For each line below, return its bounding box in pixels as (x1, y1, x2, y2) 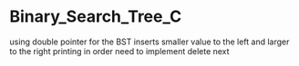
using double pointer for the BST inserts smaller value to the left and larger (9, 36, 290, 47)
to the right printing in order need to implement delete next (9, 45, 230, 56)
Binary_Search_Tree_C (9, 6, 182, 27)
